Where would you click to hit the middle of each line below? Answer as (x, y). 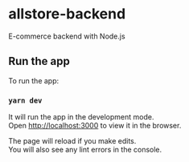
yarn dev (25, 100)
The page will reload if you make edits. (72, 141)
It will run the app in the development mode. (81, 117)
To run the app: (34, 80)
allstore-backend (67, 14)
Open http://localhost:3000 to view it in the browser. (95, 126)
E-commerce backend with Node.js (67, 36)
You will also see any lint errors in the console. (85, 150)
